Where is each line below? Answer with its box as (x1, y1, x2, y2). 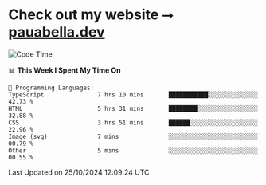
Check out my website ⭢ (8, 6, 174, 24)
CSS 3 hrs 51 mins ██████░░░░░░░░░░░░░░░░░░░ (8, 118, 259, 127)
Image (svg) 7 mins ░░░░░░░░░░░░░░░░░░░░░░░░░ (8, 132, 259, 140)
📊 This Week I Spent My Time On (8, 65, 121, 75)
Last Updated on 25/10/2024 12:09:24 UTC (8, 167, 150, 177)
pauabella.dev (8, 23, 105, 41)
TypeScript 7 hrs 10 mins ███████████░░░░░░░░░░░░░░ (8, 90, 259, 99)
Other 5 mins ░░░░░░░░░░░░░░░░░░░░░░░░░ (8, 146, 259, 155)
